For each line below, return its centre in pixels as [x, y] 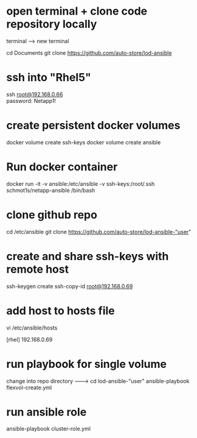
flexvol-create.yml [29, 387]
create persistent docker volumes [93, 125]
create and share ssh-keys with [88, 256]
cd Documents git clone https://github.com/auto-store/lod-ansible [89, 52]
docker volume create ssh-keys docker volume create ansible [84, 142]
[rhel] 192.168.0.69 [29, 339]
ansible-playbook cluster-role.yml [49, 429]
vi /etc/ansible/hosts [32, 328]
